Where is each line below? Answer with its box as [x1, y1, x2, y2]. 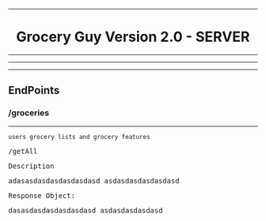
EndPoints [8, 84, 60, 97]
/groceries [8, 107, 50, 118]
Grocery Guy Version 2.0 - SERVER [16, 28, 250, 46]
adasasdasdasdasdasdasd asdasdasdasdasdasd [8, 176, 180, 185]
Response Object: [8, 191, 75, 200]
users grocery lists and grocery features [8, 133, 150, 140]
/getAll [8, 147, 38, 155]
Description [8, 161, 55, 170]
